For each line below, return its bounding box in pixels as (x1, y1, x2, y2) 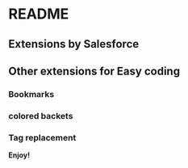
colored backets (8, 110, 73, 121)
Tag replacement (8, 132, 77, 143)
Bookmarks (8, 88, 55, 99)
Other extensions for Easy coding (8, 64, 180, 78)
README (8, 5, 69, 23)
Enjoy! (8, 150, 31, 160)
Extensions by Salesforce (8, 37, 140, 51)
